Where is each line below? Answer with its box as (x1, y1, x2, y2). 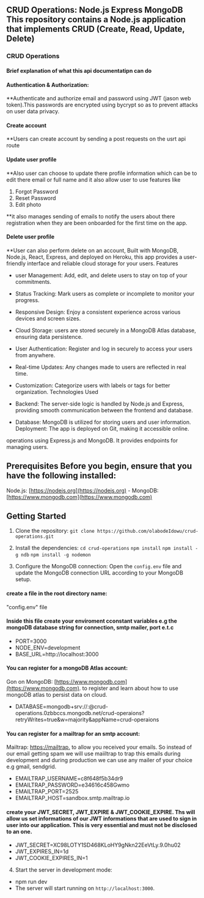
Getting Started (6, 511, 67, 521)
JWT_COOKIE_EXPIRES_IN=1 (15, 855, 88, 862)
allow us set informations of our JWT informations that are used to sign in (6, 815, 197, 822)
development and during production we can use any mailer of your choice (6, 757, 192, 764)
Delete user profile (6, 233, 55, 240)
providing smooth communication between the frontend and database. (15, 406, 194, 414)
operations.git (15, 533, 54, 540)
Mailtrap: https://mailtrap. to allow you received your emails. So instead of (6, 743, 192, 751)
